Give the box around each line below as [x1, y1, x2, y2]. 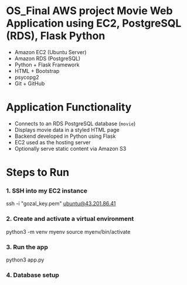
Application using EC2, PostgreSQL [6, 16, 182, 30]
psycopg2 [14, 74, 39, 81]
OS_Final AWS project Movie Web [6, 4, 173, 18]
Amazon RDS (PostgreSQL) [14, 55, 81, 62]
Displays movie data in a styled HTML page [14, 126, 120, 133]
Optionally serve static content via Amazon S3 [14, 145, 127, 152]
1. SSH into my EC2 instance [6, 187, 88, 195]
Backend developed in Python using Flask [14, 132, 116, 140]
